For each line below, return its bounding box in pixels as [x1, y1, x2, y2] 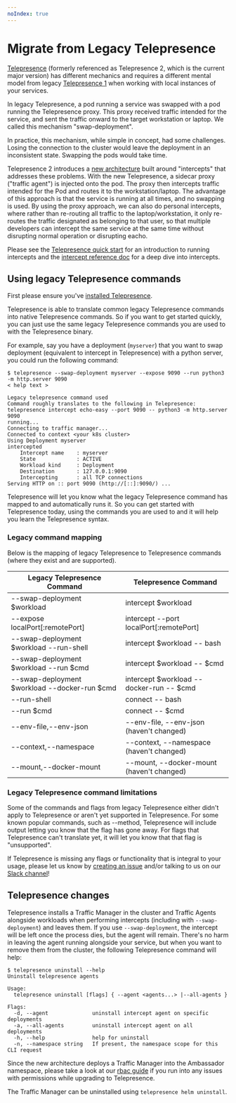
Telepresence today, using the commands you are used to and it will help [7, 507, 219, 516]
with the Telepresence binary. [7, 327, 93, 336]
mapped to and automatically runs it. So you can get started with [7, 500, 195, 509]
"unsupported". [7, 840, 52, 849]
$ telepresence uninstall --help [7, 967, 105, 974]
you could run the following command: [7, 356, 119, 365]
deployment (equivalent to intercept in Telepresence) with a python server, [7, 348, 223, 357]
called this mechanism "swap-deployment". [7, 122, 133, 131]
